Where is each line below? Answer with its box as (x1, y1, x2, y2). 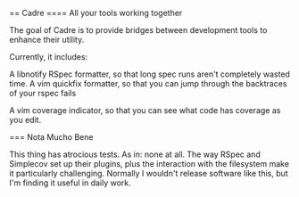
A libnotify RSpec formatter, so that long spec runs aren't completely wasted (9, 69, 290, 79)
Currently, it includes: (9, 52, 88, 62)
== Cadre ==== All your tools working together (9, 8, 183, 18)
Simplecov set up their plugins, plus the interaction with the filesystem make (9, 159, 290, 168)
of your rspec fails (9, 88, 77, 98)
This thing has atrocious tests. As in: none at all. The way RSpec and (9, 149, 261, 160)
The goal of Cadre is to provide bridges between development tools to (9, 25, 268, 35)
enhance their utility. (9, 35, 85, 45)
